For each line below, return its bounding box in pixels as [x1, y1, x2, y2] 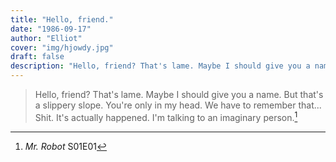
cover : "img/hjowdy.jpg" [10, 42, 114, 53]
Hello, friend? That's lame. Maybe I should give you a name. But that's [34, 89, 324, 100]
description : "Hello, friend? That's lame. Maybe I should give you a [10, 61, 311, 71]
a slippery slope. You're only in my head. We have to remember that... [34, 99, 322, 111]
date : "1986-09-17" [10, 24, 92, 34]
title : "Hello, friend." [10, 14, 114, 25]
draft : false [10, 52, 65, 62]
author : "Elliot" [10, 33, 83, 43]
